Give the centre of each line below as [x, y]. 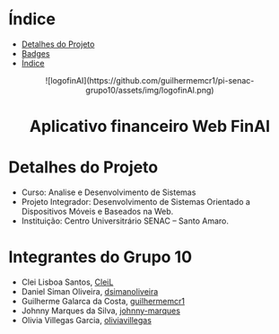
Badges [35, 53]
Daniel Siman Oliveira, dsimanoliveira [90, 291]
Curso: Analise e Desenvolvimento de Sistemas [109, 192]
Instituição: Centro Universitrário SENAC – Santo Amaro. [125, 221]
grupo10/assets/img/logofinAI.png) [150, 90]
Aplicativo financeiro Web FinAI [150, 127]
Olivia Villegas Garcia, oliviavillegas [86, 320]
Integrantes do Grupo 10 [100, 257]
